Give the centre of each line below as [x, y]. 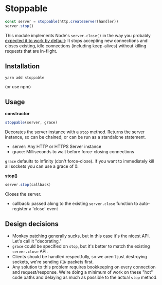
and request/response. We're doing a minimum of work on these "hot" [82, 272]
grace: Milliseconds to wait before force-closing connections [73, 152]
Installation [22, 66]
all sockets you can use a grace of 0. [42, 166]
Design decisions [32, 224]
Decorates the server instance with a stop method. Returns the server [75, 132]
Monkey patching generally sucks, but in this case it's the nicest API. [81, 236]
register [20, 209]
